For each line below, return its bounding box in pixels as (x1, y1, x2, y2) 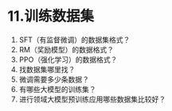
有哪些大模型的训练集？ (18, 84, 96, 94)
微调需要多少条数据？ (18, 75, 89, 84)
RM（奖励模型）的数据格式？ (18, 44, 115, 54)
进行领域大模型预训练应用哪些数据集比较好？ (18, 94, 166, 104)
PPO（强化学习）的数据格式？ (18, 55, 118, 64)
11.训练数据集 (7, 7, 95, 25)
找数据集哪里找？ (18, 64, 76, 74)
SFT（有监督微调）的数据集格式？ (18, 35, 131, 44)
